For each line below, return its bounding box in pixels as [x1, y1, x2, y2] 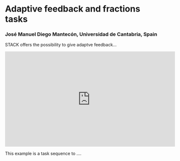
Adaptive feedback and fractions [5, 3, 141, 15]
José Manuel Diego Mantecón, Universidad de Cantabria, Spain [5, 31, 158, 38]
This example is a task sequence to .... [5, 151, 82, 157]
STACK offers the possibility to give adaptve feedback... [5, 42, 117, 48]
